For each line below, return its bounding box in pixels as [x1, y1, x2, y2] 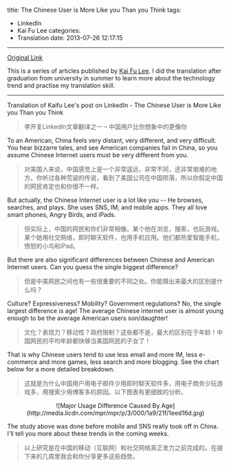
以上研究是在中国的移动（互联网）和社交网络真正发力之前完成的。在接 [23, 444, 223, 452]
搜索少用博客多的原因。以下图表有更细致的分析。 [47, 388, 187, 396]
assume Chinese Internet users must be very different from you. [7, 151, 189, 159]
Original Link [7, 54, 43, 61]
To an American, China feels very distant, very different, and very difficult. [7, 137, 217, 144]
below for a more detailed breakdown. [7, 365, 115, 373]
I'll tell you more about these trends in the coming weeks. [7, 429, 170, 437]
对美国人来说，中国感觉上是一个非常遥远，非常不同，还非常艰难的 [23, 165, 211, 173]
